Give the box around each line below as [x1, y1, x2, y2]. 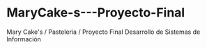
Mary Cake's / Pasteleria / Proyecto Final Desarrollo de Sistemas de [6, 28, 201, 36]
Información [6, 35, 41, 43]
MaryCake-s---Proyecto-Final [6, 5, 185, 21]
